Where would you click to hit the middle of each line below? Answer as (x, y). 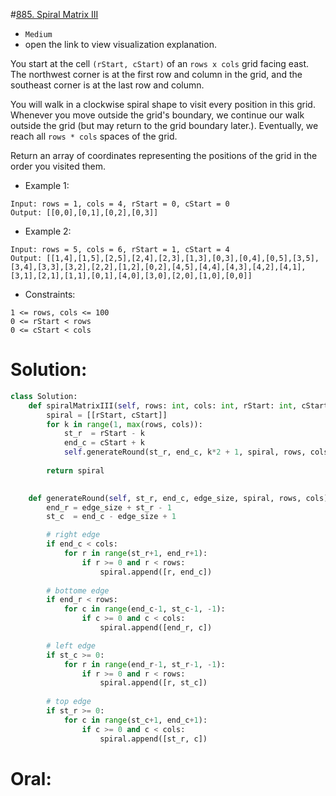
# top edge (69, 702)
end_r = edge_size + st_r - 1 (109, 507)
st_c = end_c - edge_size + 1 (111, 517)
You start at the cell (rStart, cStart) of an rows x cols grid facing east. (160, 63)
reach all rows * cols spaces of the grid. (94, 136)
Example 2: (48, 231)
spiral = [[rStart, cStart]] (107, 415)
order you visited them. (58, 166)
